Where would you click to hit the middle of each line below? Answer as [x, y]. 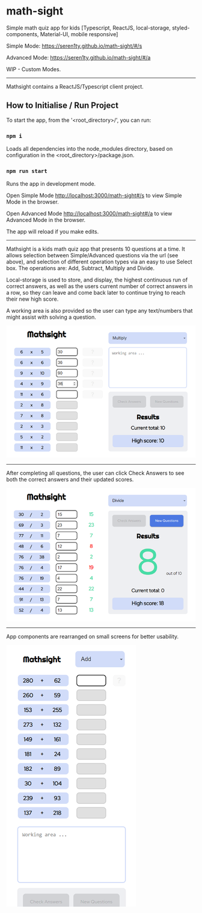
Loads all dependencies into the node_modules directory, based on [90, 149]
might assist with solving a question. [51, 317]
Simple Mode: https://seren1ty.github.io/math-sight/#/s [74, 46]
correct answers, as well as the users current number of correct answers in [99, 286]
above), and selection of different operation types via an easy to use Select [99, 262]
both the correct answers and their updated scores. [70, 480]
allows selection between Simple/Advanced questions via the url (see [92, 256]
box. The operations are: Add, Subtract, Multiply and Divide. [81, 268]
